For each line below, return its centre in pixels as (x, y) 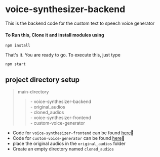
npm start (16, 64)
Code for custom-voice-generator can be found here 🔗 (69, 138)
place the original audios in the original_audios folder (69, 143)
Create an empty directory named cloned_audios (63, 149)
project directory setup (43, 80)
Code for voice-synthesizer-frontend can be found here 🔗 (73, 133)
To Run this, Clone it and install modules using (55, 35)
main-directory (33, 91)
